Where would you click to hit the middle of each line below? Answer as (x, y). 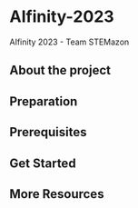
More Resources (57, 194)
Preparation (44, 101)
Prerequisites (48, 132)
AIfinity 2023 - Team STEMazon (69, 42)
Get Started (43, 163)
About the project (60, 70)
